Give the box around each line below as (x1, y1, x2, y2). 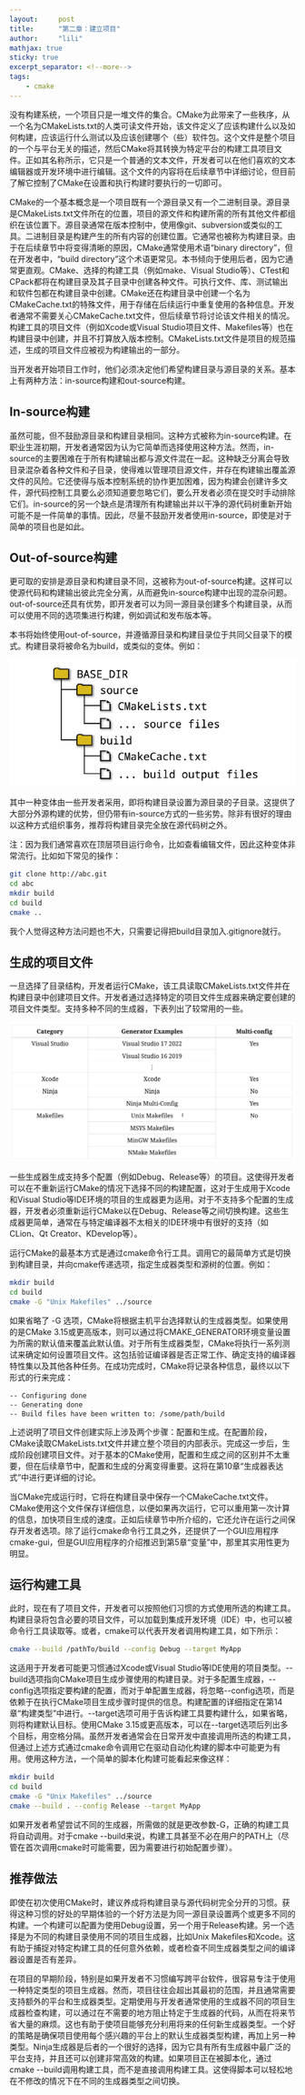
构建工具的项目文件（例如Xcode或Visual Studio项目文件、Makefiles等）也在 (9, 321, 293, 332)
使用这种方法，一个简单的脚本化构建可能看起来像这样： (25, 1753, 232, 1764)
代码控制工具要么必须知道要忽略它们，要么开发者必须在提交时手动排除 (33, 486, 296, 497)
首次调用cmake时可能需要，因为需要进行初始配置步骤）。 (25, 1841, 238, 1852)
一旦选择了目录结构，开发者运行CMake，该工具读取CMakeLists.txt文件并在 (9, 980, 290, 991)
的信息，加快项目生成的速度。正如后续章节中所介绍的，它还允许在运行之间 (9, 1514, 288, 1525)
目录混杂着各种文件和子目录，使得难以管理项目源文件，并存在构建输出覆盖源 (9, 464, 296, 475)
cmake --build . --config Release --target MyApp (9, 1801, 202, 1810)
